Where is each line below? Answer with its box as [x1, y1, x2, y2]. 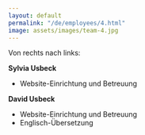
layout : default [8, 11, 62, 20]
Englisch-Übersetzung [19, 118, 93, 128]
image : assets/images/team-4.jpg [8, 26, 119, 34]
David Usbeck [8, 94, 55, 104]
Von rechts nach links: [8, 48, 81, 58]
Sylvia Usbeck [8, 64, 57, 73]
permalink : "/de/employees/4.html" [8, 19, 126, 27]
